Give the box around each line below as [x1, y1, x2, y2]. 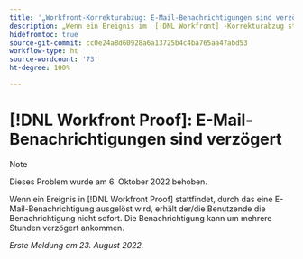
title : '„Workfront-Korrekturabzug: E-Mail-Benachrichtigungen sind [9, 13, 272, 22]
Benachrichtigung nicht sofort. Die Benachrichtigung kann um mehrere [9, 212, 272, 223]
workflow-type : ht [9, 47, 78, 56]
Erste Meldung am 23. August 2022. [9, 239, 144, 250]
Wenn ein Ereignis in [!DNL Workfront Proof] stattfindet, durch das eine [9, 193, 273, 204]
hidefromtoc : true [9, 30, 78, 39]
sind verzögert [170, 129, 282, 149]
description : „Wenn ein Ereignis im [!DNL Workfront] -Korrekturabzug [9, 22, 284, 31]
